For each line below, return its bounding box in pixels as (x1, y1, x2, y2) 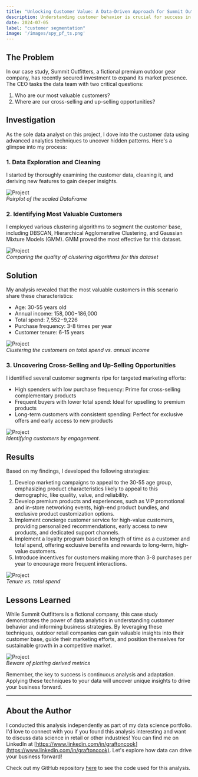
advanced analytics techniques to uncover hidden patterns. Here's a (6, 137, 173, 144)
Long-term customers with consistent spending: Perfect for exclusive (14, 411, 184, 418)
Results (6, 451, 35, 462)
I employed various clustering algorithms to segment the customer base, (6, 223, 183, 230)
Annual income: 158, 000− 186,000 (14, 310, 98, 317)
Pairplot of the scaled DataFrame (6, 195, 87, 202)
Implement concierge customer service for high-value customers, (14, 516, 175, 524)
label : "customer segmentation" (6, 25, 85, 31)
